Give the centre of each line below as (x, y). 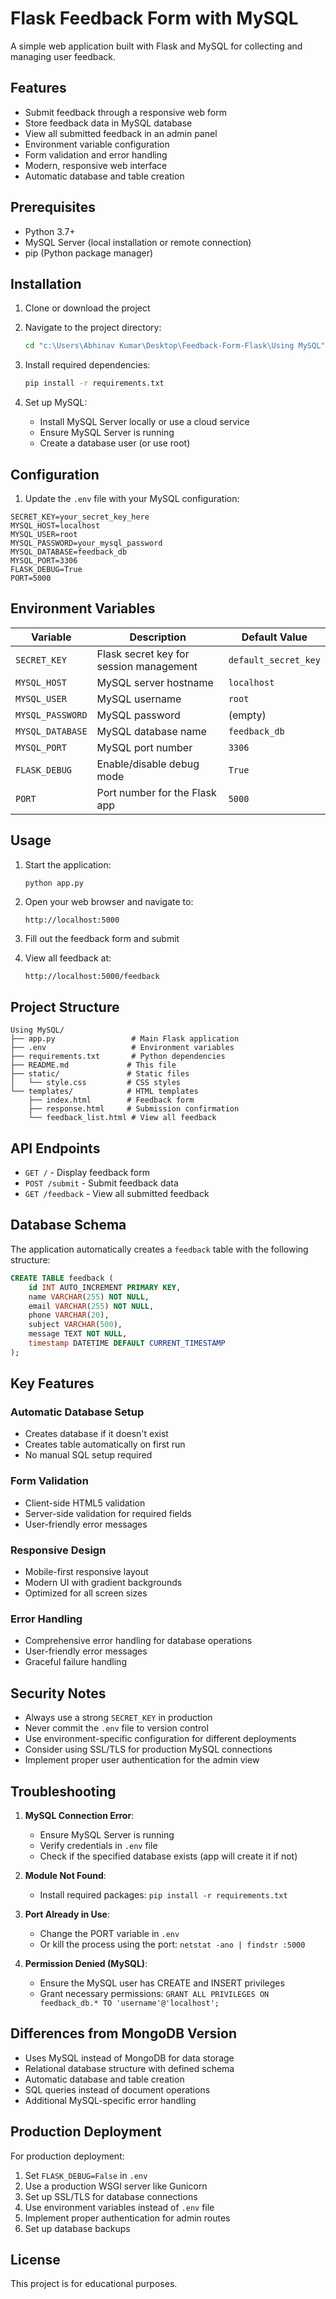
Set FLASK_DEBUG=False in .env (86, 2175)
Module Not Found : (65, 1875)
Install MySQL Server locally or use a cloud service (144, 422)
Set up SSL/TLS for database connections (111, 2196)
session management (147, 666)
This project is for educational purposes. (94, 2284)
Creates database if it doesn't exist (96, 1434)
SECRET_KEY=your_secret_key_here (80, 517)
